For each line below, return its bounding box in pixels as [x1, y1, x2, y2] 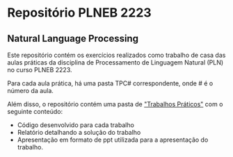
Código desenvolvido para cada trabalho [17, 121, 134, 129]
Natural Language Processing [7, 33, 139, 44]
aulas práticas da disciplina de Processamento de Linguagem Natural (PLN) [7, 58, 224, 67]
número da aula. [7, 87, 54, 94]
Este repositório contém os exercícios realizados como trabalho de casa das [7, 51, 226, 59]
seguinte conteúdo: [7, 108, 63, 115]
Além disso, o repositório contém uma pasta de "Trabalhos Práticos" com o [7, 100, 223, 108]
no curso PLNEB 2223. [7, 66, 72, 74]
